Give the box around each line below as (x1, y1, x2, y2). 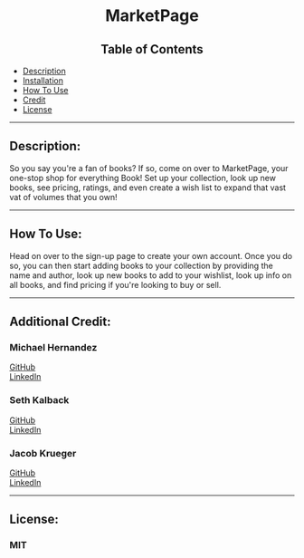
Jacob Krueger (9, 447, 77, 459)
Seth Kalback (9, 394, 70, 407)
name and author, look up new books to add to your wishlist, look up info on (9, 269, 292, 281)
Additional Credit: (9, 314, 111, 330)
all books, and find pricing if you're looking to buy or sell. (9, 279, 222, 290)
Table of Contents (100, 42, 204, 57)
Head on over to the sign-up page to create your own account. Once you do (9, 250, 293, 261)
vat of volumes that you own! (9, 191, 118, 202)
